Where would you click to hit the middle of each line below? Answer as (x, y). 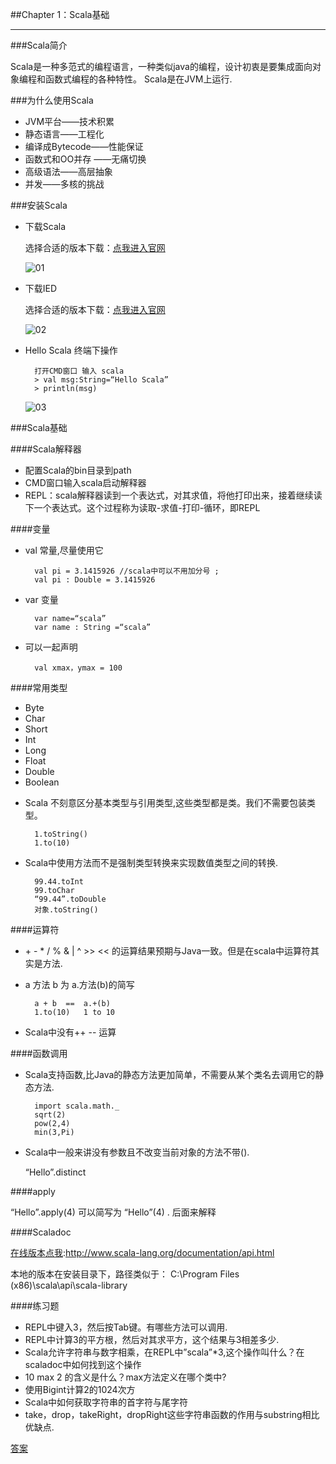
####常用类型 (39, 687)
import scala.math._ (77, 1106)
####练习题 (35, 1306)
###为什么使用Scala (52, 100)
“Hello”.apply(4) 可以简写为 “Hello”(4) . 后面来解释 (113, 1212)
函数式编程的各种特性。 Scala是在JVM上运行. (138, 79)
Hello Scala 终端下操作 (71, 350)
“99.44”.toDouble (70, 899)
